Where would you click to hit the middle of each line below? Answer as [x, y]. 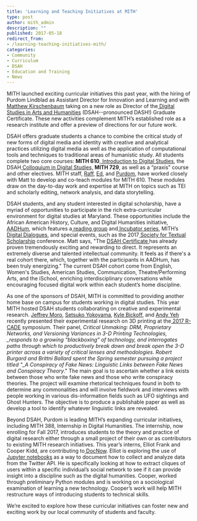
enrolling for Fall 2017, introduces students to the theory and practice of [93, 432]
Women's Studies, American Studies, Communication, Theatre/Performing [96, 272]
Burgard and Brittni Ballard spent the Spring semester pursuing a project [94, 358]
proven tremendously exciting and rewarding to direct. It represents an [92, 248]
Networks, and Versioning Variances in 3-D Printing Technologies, [87, 334]
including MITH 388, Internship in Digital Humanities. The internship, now [95, 426]
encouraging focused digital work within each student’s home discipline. [94, 285]
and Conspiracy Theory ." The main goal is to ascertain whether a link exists [98, 371]
